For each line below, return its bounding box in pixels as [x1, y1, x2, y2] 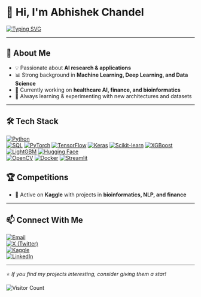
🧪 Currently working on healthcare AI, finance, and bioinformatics [14, 86, 181, 93]
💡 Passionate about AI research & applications [14, 64, 132, 71]
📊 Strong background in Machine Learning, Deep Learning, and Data [14, 71, 188, 78]
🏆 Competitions [6, 172, 69, 182]
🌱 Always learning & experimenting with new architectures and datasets [14, 92, 192, 99]
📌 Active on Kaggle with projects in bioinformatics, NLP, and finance [14, 191, 187, 198]
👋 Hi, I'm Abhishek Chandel [6, 5, 145, 19]
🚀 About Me [6, 48, 51, 59]
